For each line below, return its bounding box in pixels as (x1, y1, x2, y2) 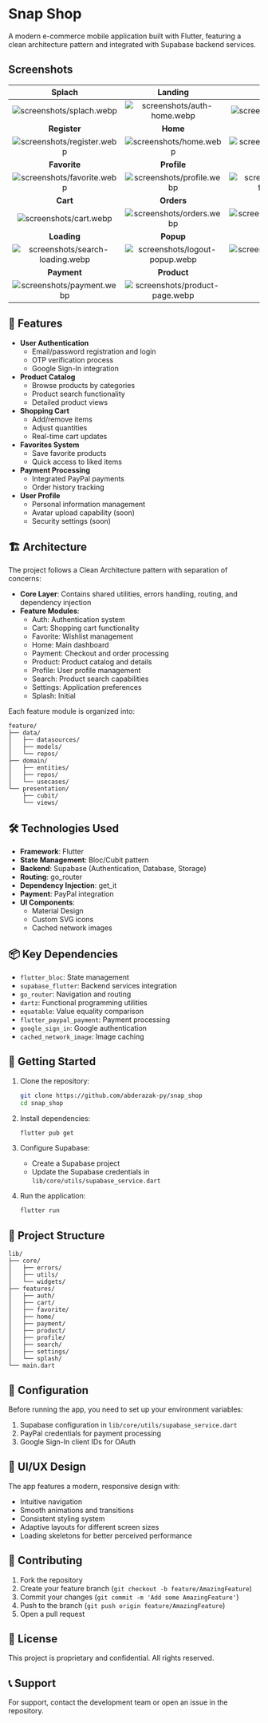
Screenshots (8, 63, 73, 77)
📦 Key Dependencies (8, 947, 118, 961)
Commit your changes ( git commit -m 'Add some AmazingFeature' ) (19, 1592, 239, 1602)
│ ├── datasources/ (8, 736, 81, 744)
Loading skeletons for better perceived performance (19, 1531, 193, 1540)
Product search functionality (31, 389, 125, 398)
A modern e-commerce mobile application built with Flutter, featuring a (8, 31, 242, 41)
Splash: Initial (31, 691, 76, 701)
